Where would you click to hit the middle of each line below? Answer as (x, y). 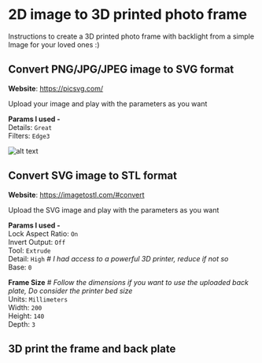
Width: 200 (25, 307)
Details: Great (30, 127)
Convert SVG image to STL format (92, 176)
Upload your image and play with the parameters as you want (108, 103)
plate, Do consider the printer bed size (70, 291)
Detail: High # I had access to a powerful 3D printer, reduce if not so (118, 258)
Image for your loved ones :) (54, 44)
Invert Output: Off (37, 242)
